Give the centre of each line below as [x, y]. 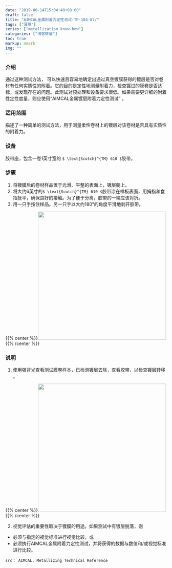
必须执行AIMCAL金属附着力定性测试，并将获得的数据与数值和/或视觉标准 [89, 543]
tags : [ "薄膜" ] [21, 24]
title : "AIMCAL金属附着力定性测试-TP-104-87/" [52, 19]
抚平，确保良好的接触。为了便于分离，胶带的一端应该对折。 [80, 197]
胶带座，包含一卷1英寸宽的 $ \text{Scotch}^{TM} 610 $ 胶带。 [70, 158]
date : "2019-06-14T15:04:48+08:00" [43, 10]
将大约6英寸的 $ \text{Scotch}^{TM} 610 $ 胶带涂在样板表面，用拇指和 [87, 191]
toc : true [16, 39]
